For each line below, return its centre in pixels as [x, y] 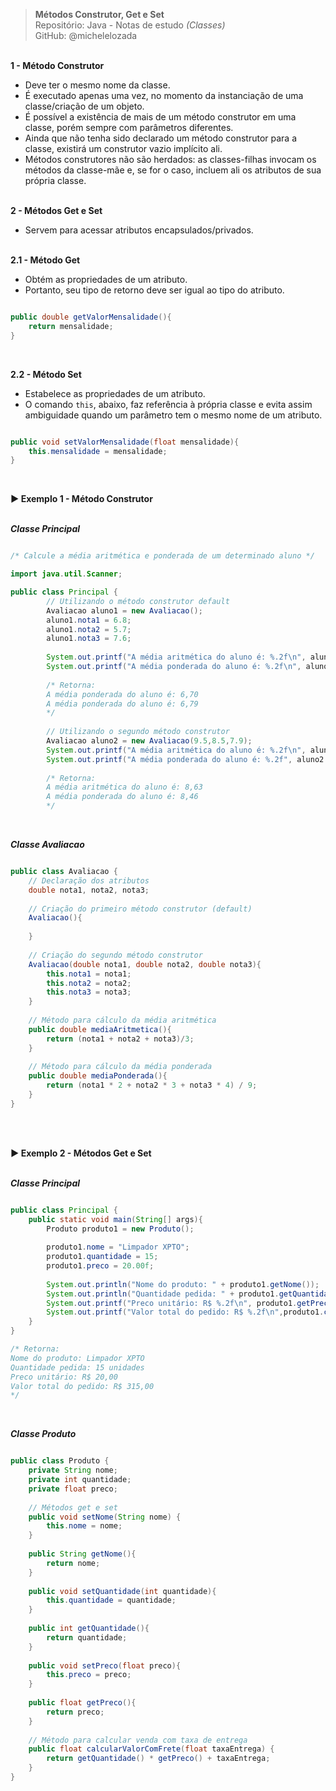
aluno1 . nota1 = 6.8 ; [89, 620]
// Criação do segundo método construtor [115, 955]
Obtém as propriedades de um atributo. [106, 279]
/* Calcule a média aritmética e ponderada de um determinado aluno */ [162, 556]
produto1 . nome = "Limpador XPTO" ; [118, 1247]
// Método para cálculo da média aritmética [122, 1020]
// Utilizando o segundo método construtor [138, 732]
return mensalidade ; [71, 326]
